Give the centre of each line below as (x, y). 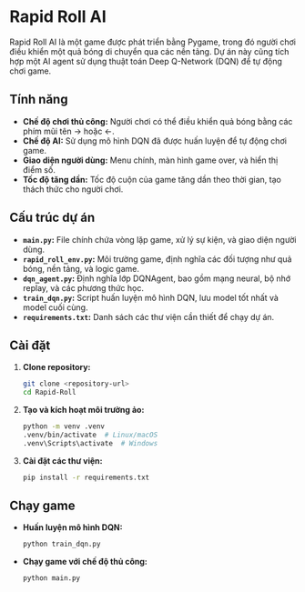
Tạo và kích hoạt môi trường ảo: (83, 410)
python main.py (51, 578)
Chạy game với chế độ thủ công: (85, 562)
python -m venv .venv (63, 426)
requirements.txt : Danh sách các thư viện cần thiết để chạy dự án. (148, 316)
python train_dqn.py (61, 544)
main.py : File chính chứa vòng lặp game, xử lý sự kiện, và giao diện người (159, 239)
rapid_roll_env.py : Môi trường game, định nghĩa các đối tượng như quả (157, 259)
